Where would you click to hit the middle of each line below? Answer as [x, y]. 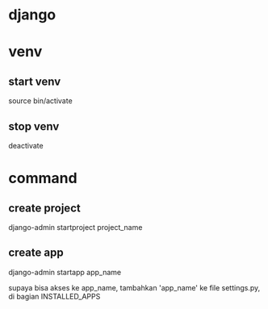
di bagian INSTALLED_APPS [54, 296]
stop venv [34, 126]
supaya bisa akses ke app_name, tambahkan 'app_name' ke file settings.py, [134, 287]
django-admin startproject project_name [75, 227]
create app [36, 253]
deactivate [26, 146]
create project [44, 208]
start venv [35, 81]
